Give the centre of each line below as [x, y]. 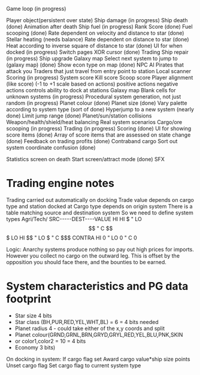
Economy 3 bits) [35, 347]
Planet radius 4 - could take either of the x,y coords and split [90, 328]
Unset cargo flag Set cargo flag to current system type [74, 365]
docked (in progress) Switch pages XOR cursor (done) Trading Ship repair [97, 52]
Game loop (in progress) [36, 9]
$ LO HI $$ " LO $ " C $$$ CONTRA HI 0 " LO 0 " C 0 [72, 238]
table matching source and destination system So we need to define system [100, 213]
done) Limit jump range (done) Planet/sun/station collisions [79, 116]
